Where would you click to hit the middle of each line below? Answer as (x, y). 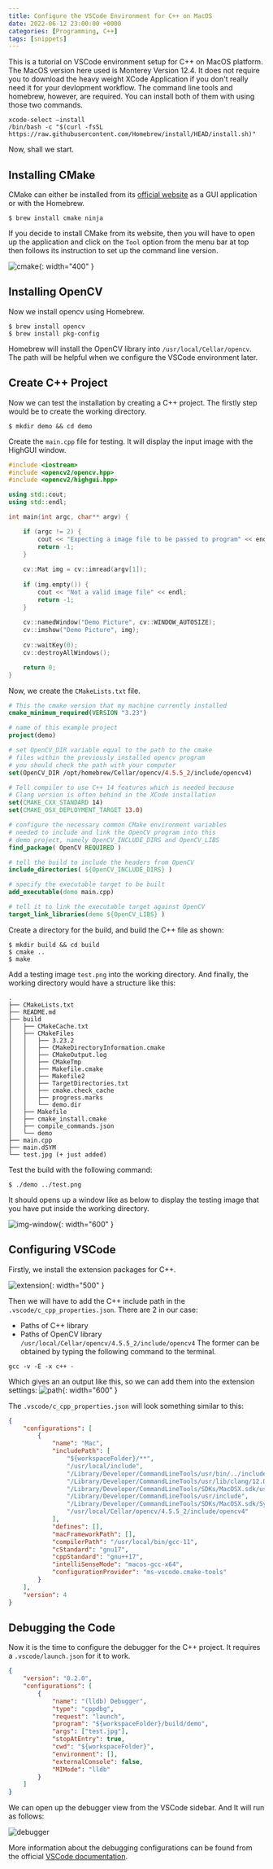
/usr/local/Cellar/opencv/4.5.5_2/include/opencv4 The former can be (140, 1343)
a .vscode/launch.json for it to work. (69, 1656)
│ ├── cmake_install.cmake (58, 1119)
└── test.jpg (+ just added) (58, 1154)
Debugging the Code (62, 1628)
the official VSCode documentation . (68, 1857)
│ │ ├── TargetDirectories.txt (69, 1083)
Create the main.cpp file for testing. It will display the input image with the (131, 441)
